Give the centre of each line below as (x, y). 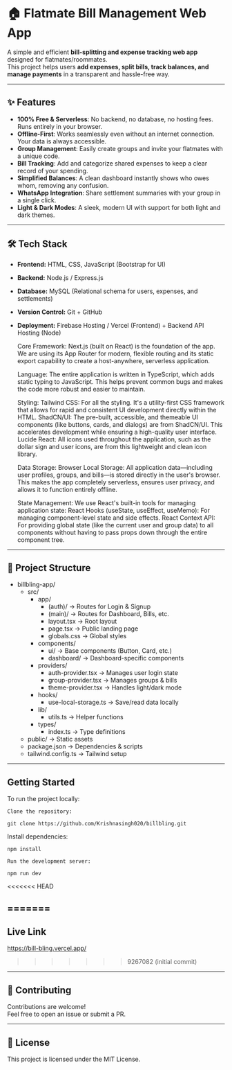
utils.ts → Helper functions (86, 717)
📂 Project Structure (49, 568)
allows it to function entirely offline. (67, 489)
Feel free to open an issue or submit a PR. (67, 1014)
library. (27, 454)
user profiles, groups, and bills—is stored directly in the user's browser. (119, 475)
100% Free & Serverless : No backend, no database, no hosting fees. (115, 119)
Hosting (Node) (39, 333)
